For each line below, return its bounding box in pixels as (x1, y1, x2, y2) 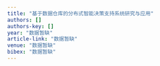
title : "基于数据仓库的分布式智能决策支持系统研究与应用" (7, 10, 154, 17)
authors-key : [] (7, 23, 54, 30)
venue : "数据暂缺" (7, 42, 57, 49)
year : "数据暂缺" (7, 29, 53, 36)
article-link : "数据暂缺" (7, 36, 78, 43)
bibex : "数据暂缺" (7, 49, 57, 56)
